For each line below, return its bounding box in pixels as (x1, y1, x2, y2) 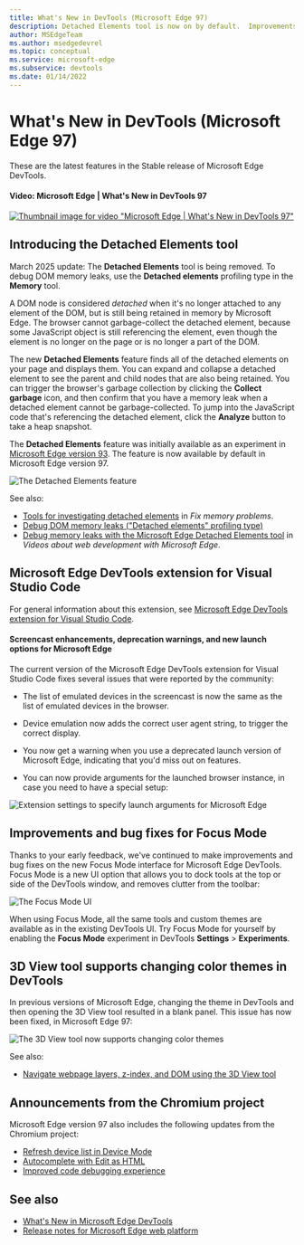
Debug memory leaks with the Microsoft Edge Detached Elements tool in (22, 529, 294, 540)
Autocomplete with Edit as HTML (22, 1155, 146, 1167)
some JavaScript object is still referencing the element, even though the (9, 327, 278, 337)
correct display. (22, 727, 81, 738)
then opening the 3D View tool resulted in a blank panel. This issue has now (9, 1006, 292, 1018)
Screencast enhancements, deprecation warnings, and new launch (9, 634, 267, 645)
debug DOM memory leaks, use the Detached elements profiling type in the (9, 271, 294, 281)
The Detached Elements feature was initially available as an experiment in (9, 438, 287, 449)
